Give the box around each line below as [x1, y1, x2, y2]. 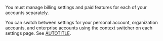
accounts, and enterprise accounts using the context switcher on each [5, 25, 153, 31]
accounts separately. [5, 10, 49, 16]
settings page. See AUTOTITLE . [5, 30, 71, 36]
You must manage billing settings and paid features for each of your [5, 5, 147, 10]
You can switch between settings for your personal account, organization [5, 20, 158, 25]
